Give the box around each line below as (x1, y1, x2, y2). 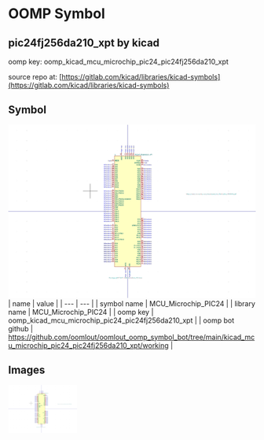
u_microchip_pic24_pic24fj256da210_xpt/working (8, 340, 169, 350)
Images (8, 364, 46, 377)
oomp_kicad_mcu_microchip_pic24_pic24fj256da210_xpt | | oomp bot (8, 316, 234, 325)
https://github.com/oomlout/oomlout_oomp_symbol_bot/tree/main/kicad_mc (8, 332, 255, 342)
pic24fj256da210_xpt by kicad (8, 36, 159, 50)
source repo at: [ (8, 72, 62, 81)
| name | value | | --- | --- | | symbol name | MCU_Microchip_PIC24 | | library (8, 298, 255, 308)
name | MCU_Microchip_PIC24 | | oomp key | (8, 307, 154, 316)
